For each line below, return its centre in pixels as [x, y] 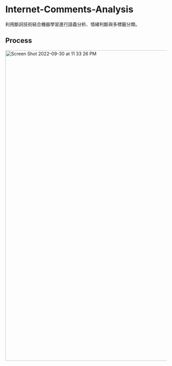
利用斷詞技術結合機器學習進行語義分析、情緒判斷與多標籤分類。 [72, 24]
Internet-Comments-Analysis [69, 9]
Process [19, 41]
